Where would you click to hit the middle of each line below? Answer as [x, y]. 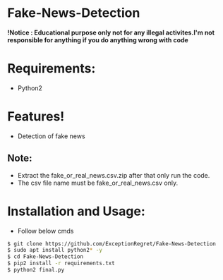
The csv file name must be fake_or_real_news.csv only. [98, 183]
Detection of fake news [52, 136]
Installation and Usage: [77, 211]
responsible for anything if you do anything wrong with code [98, 39]
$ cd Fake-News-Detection [45, 257]
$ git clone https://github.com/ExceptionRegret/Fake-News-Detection [112, 244]
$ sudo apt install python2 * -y [55, 250]
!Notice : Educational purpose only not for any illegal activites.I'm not [111, 32]
